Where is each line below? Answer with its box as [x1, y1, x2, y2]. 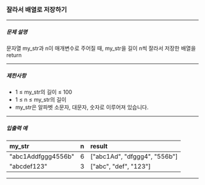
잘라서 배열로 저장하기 [6, 5, 67, 13]
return [6, 52, 22, 59]
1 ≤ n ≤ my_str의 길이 [15, 96, 67, 103]
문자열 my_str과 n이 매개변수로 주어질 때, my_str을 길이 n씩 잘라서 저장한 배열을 [6, 44, 196, 52]
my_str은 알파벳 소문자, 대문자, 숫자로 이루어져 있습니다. [15, 103, 149, 111]
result [90, 142, 108, 150]
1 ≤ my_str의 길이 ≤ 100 [15, 88, 73, 96]
